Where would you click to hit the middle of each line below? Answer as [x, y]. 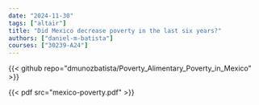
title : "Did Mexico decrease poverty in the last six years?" [115, 30]
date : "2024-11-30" [41, 16]
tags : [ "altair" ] [38, 23]
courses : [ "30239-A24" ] [48, 46]
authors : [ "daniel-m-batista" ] [61, 38]
